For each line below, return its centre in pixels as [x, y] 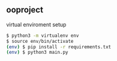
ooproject [25, 10]
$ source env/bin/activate [40, 41]
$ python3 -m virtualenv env [43, 36]
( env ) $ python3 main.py [37, 53]
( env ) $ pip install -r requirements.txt [59, 47]
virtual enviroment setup [36, 24]
